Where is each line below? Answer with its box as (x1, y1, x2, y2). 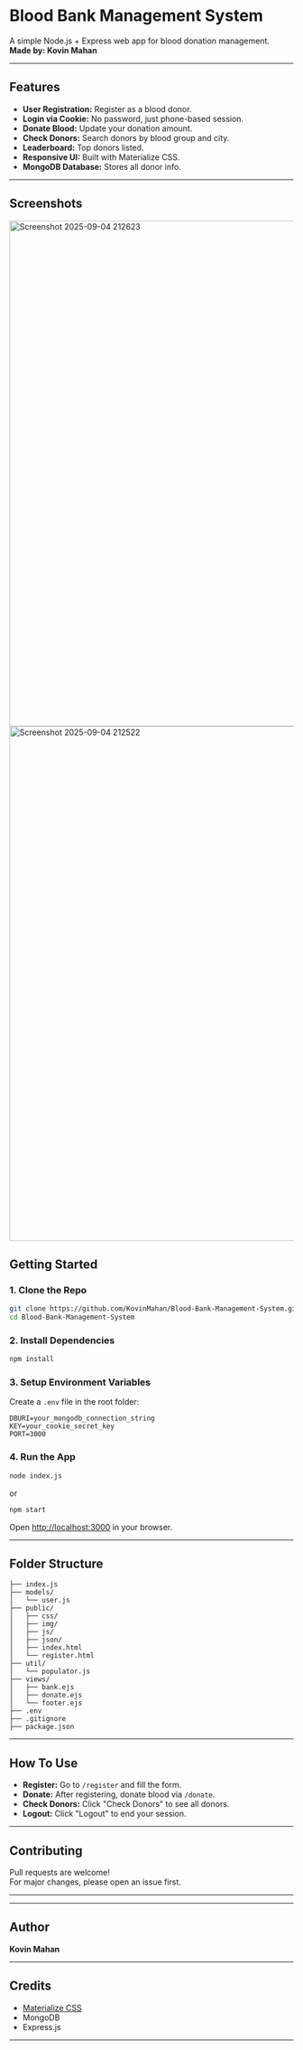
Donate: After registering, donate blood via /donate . (22, 1789, 216, 1800)
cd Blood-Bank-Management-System (9, 1312, 135, 1322)
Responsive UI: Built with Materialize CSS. (22, 151, 180, 163)
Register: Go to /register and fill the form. (22, 1780, 182, 1791)
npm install (9, 1355, 54, 1364)
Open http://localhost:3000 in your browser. (9, 1521, 173, 1532)
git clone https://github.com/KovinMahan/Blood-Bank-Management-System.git (9, 1304, 300, 1313)
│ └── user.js (9, 1596, 70, 1605)
